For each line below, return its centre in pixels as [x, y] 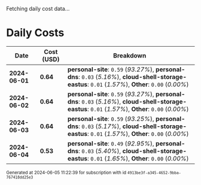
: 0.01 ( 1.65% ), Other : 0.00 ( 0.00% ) [138, 158]
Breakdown [130, 55]
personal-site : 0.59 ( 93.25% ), [111, 119]
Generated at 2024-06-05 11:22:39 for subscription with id [66, 172]
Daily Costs [35, 33]
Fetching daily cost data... [38, 9]
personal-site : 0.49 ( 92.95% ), [111, 143]
